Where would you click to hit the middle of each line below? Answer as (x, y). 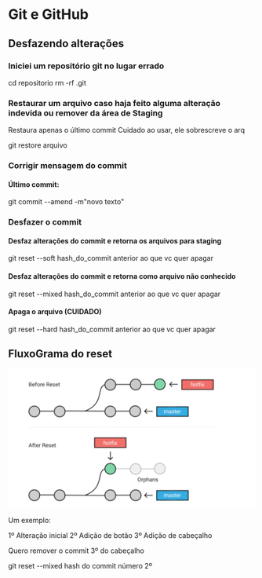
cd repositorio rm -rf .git (47, 82)
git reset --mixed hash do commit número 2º (80, 566)
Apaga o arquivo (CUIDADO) (55, 312)
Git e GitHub (48, 15)
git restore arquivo (38, 145)
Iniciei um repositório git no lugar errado (86, 66)
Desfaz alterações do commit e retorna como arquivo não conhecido (122, 276)
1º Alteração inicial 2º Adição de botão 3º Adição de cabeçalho (110, 536)
